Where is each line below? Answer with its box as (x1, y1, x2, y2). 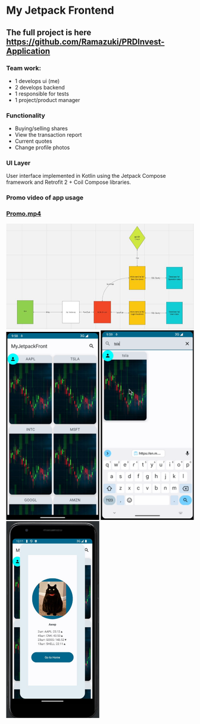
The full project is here (6, 27, 92, 38)
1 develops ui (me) (14, 77, 60, 84)
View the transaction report (14, 131, 82, 138)
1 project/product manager (14, 96, 80, 103)
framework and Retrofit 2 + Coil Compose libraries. (6, 178, 132, 186)
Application (6, 46, 51, 56)
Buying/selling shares (14, 125, 68, 132)
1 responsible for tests (14, 90, 70, 97)
